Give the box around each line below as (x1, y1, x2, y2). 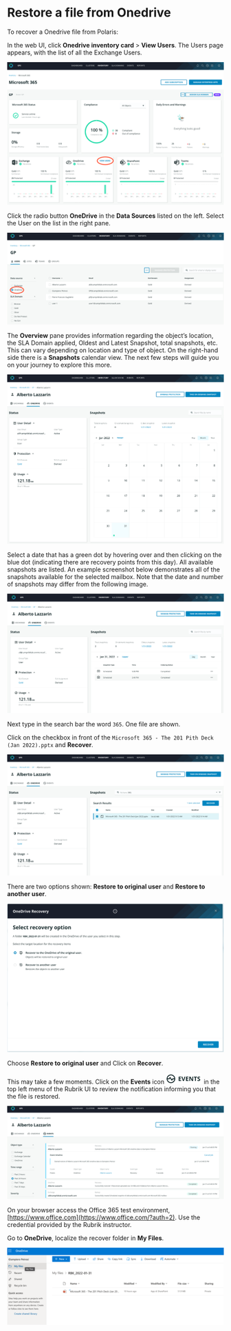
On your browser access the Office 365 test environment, (7, 1206, 170, 1215)
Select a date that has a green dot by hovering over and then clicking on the (7, 550, 222, 559)
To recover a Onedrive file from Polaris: (7, 28, 119, 36)
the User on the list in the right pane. (7, 219, 111, 227)
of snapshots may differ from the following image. (7, 580, 148, 588)
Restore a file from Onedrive (7, 5, 171, 21)
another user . (7, 889, 47, 897)
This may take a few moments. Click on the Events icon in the (7, 1077, 220, 1086)
